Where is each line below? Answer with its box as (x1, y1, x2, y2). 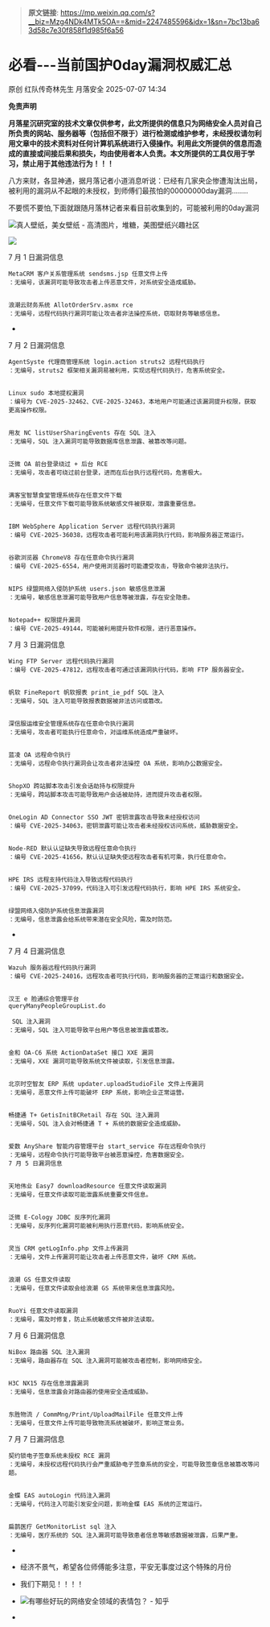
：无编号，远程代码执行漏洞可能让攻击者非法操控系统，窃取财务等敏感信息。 (8, 309, 224, 317)
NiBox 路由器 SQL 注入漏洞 (8, 1348, 90, 1356)
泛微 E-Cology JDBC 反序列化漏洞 (8, 1213, 111, 1221)
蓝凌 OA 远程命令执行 (8, 750, 71, 759)
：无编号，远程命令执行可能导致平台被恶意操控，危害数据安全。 (8, 1150, 188, 1158)
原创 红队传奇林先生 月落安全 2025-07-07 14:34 (8, 84, 167, 93)
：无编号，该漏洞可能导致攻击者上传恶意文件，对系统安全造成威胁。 (8, 278, 200, 287)
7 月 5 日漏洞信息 (8, 1159, 63, 1167)
